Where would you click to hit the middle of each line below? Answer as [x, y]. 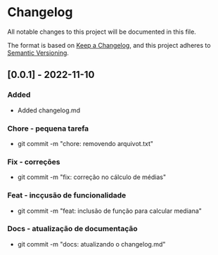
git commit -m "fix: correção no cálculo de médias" [92, 177]
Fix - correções [34, 162]
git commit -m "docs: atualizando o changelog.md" [91, 244]
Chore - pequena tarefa [48, 129]
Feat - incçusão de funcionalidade [67, 195]
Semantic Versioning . [38, 53]
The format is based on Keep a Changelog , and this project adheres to [109, 45]
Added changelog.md [49, 110]
